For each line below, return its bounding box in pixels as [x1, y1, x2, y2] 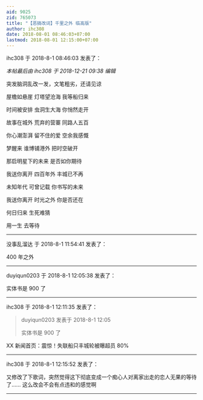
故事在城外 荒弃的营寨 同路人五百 [6, 119, 89, 126]
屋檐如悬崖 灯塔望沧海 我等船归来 [6, 93, 89, 100]
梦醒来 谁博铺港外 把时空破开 [6, 145, 79, 152]
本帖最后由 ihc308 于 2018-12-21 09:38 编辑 [6, 67, 116, 75]
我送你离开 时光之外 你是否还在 [6, 196, 83, 203]
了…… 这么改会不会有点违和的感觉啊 [6, 381, 97, 388]
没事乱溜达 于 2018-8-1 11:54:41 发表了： [6, 241, 107, 247]
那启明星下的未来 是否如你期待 [6, 158, 82, 164]
